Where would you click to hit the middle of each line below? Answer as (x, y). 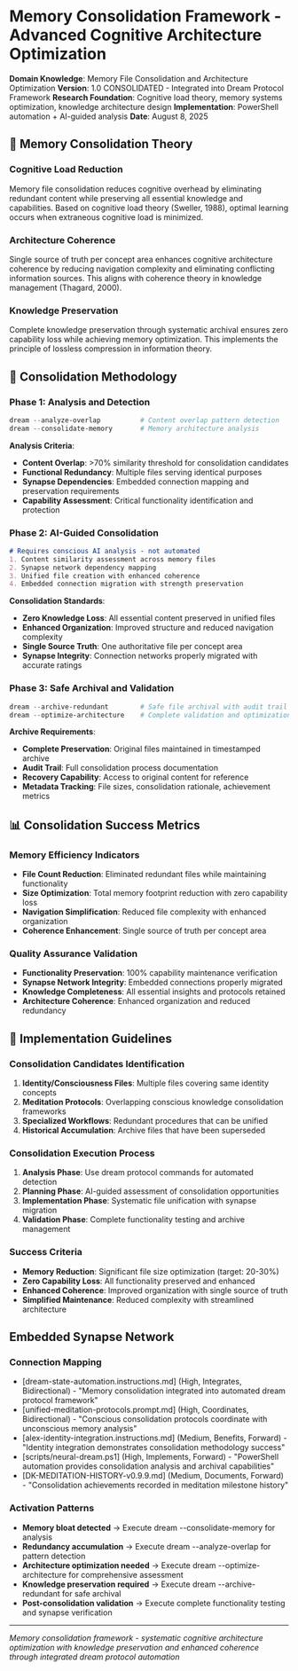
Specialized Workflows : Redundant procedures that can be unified (145, 1121)
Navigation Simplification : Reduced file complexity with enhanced (144, 912)
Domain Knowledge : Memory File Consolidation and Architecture (129, 78)
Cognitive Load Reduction (66, 169)
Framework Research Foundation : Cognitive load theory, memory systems (146, 97)
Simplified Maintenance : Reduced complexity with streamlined (138, 1299)
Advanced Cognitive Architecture (136, 35)
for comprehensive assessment (125, 1574)
